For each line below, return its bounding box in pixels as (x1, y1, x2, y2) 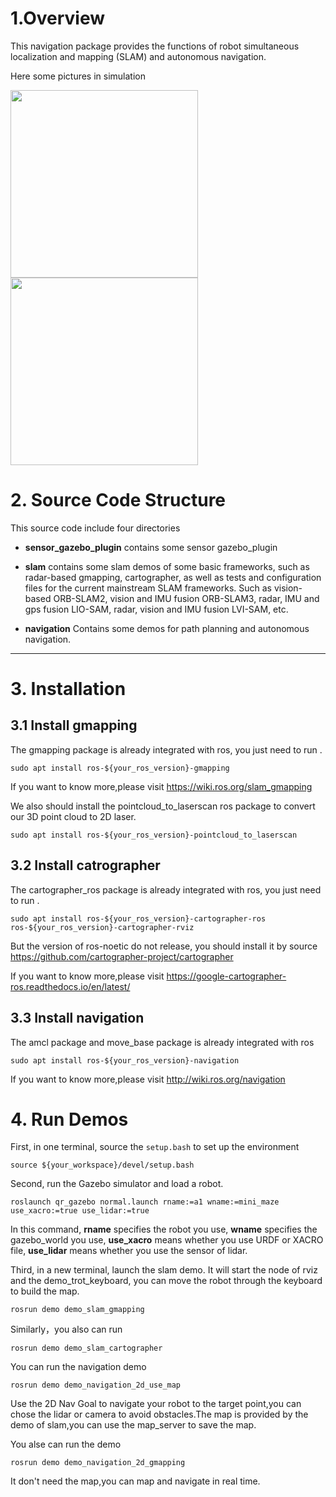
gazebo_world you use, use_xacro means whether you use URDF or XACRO (10, 1234, 324, 1246)
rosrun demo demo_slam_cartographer (10, 1343, 163, 1354)
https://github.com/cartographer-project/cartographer (10, 950, 234, 962)
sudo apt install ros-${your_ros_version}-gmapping (10, 763, 230, 773)
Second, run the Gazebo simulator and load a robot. (10, 1178, 224, 1190)
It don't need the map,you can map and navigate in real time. (10, 1475, 261, 1487)
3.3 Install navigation (10, 1010, 145, 1027)
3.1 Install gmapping (10, 717, 138, 734)
